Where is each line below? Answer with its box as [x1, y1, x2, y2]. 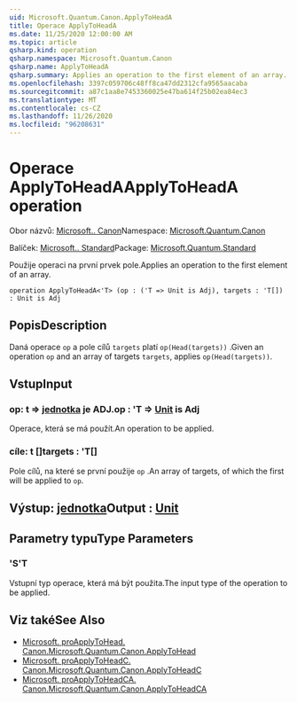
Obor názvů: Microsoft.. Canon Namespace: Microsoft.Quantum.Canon [9, 225, 266, 236]
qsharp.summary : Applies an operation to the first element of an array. [9, 71, 288, 80]
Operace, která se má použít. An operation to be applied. [9, 423, 215, 434]
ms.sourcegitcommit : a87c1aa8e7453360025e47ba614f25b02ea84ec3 [9, 87, 248, 96]
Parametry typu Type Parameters [9, 531, 193, 546]
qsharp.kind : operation [9, 46, 98, 55]
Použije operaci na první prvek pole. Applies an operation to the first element [9, 259, 288, 270]
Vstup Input [9, 377, 73, 392]
